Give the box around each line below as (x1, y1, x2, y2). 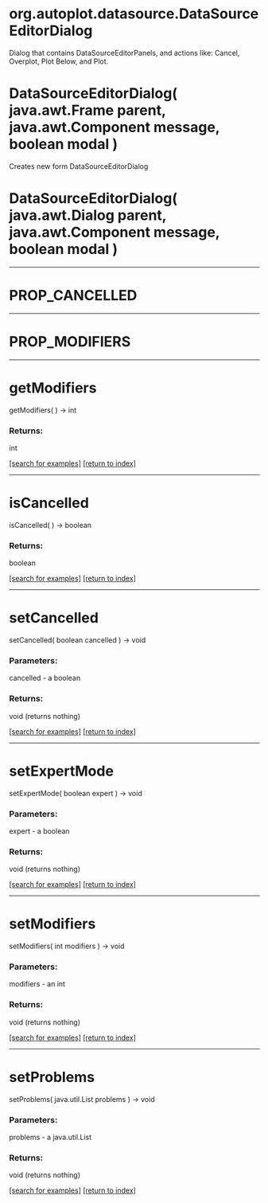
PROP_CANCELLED (9, 287, 138, 304)
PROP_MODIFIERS (9, 332, 131, 350)
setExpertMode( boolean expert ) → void (9, 788, 142, 798)
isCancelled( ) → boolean (9, 520, 92, 529)
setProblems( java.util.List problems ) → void (9, 1094, 155, 1103)
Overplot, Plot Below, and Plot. (9, 57, 109, 66)
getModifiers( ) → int (9, 405, 77, 415)
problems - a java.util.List (9, 1132, 92, 1142)
